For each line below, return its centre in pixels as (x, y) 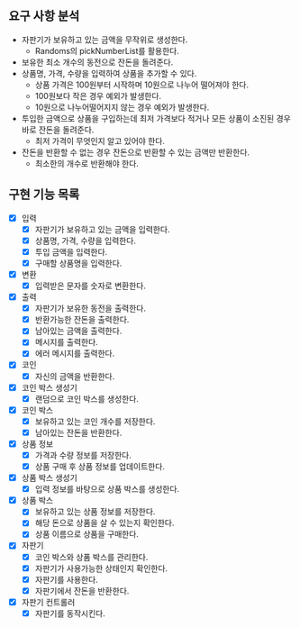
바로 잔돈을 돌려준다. (58, 130)
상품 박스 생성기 (49, 478)
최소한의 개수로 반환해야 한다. (86, 163)
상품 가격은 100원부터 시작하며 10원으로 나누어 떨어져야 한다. (142, 85)
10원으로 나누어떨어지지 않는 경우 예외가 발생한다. (122, 107)
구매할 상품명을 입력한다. (78, 263)
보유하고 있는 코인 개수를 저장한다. (95, 421)
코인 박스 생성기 (49, 387)
